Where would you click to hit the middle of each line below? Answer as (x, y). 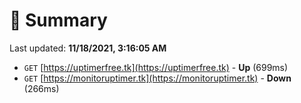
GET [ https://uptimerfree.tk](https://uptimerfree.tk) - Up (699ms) (156, 67)
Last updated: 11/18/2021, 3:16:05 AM (88, 48)
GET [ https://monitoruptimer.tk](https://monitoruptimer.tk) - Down (157, 78)
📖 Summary (58, 20)
